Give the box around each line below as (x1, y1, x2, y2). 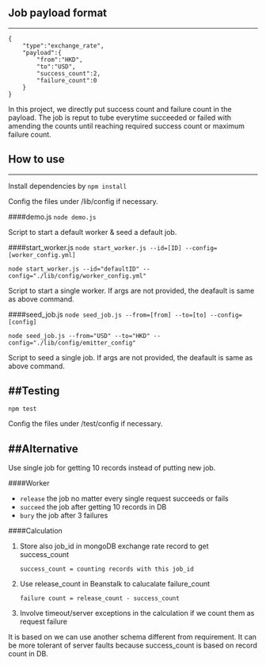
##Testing (8, 384, 60, 398)
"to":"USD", (36, 63, 77, 71)
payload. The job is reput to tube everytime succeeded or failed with (8, 113, 232, 122)
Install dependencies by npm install (8, 181, 127, 190)
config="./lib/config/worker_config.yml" (8, 271, 147, 280)
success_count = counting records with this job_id (19, 565, 194, 574)
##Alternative (8, 442, 79, 456)
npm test (8, 405, 37, 413)
